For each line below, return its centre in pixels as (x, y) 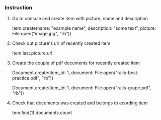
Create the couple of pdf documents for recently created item (76, 63)
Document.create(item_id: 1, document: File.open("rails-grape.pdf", (82, 88)
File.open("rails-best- (117, 73)
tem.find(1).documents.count (42, 113)
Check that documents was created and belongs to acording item (80, 103)
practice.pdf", (26, 78)
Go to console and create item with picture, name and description (80, 19)
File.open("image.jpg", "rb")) (42, 34)
